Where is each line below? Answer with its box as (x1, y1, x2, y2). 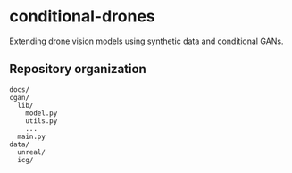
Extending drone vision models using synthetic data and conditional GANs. (9, 36, 284, 46)
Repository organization (9, 62, 147, 77)
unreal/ (17, 147, 46, 157)
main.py (17, 132, 46, 141)
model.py (25, 109, 58, 118)
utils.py (25, 116, 58, 126)
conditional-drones (9, 6, 156, 27)
